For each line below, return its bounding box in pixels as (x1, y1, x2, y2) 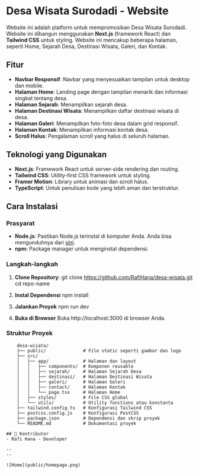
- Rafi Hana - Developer (6, 436, 68, 442)
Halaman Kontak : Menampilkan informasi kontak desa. (14, 126, 149, 133)
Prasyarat (6, 219, 35, 227)
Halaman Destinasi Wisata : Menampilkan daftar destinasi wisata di (14, 107, 179, 114)
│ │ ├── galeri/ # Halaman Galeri (17, 378, 126, 385)
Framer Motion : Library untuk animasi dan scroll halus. (14, 178, 149, 185)
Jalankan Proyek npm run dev (14, 303, 89, 310)
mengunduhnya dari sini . (14, 239, 76, 246)
